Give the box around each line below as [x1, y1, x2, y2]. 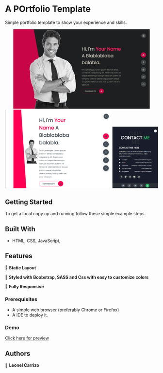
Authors [5, 349, 31, 357]
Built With [5, 225, 35, 233]
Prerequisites [5, 296, 37, 302]
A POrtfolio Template [5, 3, 91, 15]
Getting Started [5, 198, 53, 206]
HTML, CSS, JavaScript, [12, 238, 61, 244]
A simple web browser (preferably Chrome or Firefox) [12, 307, 119, 313]
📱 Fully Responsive [5, 283, 44, 289]
